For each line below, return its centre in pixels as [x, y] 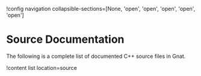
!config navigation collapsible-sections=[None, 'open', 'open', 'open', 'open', [101, 9]
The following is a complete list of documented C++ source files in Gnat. [96, 56]
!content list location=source [42, 68]
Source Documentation [65, 40]
